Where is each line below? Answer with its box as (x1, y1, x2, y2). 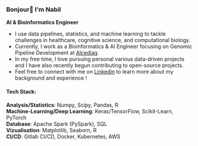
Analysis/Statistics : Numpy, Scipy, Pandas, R (6, 101, 119, 109)
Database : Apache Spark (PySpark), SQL (6, 120, 108, 127)
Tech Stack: (6, 88, 37, 95)
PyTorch (6, 114, 27, 121)
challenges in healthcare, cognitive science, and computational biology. (14, 37, 191, 44)
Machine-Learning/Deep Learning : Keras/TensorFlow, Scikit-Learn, (6, 107, 174, 115)
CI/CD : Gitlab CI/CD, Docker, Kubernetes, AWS (6, 133, 121, 140)
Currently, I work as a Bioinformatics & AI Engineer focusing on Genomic (14, 43, 192, 50)
